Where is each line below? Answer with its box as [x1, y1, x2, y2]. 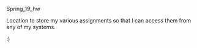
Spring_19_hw [6, 5, 41, 12]
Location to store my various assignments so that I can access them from [6, 17, 191, 24]
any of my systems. [6, 24, 56, 30]
